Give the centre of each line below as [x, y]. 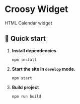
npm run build [26, 96]
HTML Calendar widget [29, 23]
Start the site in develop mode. [43, 69]
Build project [25, 87]
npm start [22, 78]
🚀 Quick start [25, 39]
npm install [24, 60]
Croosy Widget [36, 9]
